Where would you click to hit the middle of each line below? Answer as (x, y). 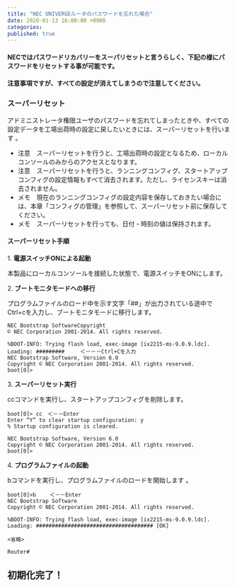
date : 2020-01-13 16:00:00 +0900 (57, 21)
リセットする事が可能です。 (78, 66)
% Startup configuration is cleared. (63, 426)
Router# (19, 552)
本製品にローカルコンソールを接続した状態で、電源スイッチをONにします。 (117, 273)
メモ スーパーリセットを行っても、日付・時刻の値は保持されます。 (116, 223)
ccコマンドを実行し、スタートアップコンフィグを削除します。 (97, 399)
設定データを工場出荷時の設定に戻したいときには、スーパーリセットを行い (116, 129)
